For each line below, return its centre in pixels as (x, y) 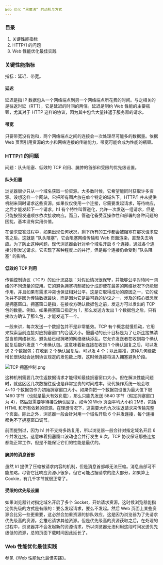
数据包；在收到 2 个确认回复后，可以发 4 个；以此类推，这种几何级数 (87, 351)
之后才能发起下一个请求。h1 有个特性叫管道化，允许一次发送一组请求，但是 (80, 209)
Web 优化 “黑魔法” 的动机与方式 (34, 9)
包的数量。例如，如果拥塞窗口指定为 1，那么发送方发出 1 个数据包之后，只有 (81, 310)
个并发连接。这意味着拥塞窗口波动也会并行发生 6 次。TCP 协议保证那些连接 (81, 437)
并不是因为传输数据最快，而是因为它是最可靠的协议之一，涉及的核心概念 (81, 298)
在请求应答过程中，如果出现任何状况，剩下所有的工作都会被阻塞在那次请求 (79, 232)
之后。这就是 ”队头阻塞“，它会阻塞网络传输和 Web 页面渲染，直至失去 (79, 238)
